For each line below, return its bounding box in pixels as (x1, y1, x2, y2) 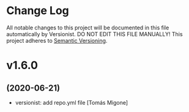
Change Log (6, 4, 69, 18)
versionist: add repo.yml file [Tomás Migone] (15, 99, 128, 106)
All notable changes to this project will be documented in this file (6, 24, 169, 31)
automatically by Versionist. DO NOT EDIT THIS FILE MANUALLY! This (6, 30, 183, 37)
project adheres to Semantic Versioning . (6, 37, 108, 44)
